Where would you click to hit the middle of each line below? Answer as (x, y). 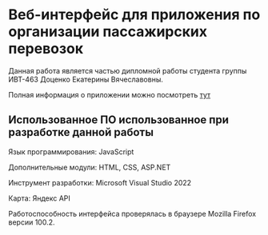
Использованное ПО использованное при (119, 120)
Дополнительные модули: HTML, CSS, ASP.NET (90, 167)
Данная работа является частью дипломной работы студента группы (128, 70)
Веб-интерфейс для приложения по (134, 15)
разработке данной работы (81, 132)
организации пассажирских (108, 32)
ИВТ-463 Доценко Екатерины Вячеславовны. (86, 79)
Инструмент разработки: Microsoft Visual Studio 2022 (100, 182)
